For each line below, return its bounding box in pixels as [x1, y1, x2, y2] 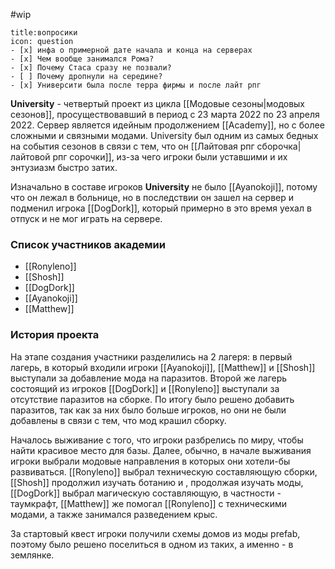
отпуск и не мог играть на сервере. [10, 213, 163, 224]
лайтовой [10, 151, 51, 163]
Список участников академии [10, 237, 166, 251]
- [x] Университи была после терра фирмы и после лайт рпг [10, 80, 262, 90]
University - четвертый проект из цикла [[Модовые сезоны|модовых [10, 98, 306, 109]
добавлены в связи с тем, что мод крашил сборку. [10, 414, 227, 426]
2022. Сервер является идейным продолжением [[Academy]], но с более [10, 119, 325, 131]
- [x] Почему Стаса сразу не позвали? [10, 63, 172, 73]
